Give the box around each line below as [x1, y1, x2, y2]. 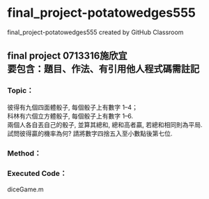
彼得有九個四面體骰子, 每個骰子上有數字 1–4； [7, 103, 138, 111]
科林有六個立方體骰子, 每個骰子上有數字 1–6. [7, 112, 134, 120]
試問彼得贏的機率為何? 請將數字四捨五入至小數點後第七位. [7, 129, 173, 138]
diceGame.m [7, 185, 44, 193]
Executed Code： [7, 169, 68, 179]
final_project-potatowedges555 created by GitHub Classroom [7, 28, 184, 36]
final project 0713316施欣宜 [7, 50, 127, 62]
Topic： [7, 86, 34, 96]
